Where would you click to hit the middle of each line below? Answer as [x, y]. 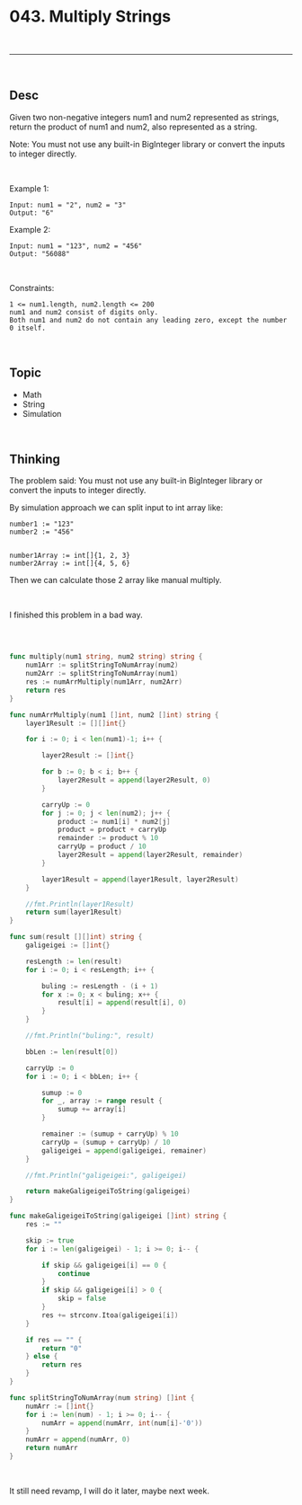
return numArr [52, 1448]
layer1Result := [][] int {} [76, 723]
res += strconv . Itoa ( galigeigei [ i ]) [110, 1315]
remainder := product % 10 [108, 838]
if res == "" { [54, 1340]
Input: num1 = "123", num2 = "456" [76, 246]
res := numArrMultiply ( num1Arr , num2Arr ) [104, 682]
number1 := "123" [42, 524]
